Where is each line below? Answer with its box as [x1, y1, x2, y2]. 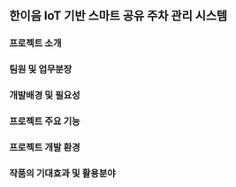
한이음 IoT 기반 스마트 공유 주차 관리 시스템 [9, 8, 228, 24]
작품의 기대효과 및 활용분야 [9, 167, 117, 179]
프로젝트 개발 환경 [9, 141, 81, 153]
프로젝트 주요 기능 [9, 115, 81, 128]
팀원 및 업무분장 [9, 63, 72, 75]
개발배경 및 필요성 [9, 90, 81, 102]
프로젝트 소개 [9, 37, 62, 50]
